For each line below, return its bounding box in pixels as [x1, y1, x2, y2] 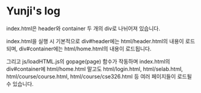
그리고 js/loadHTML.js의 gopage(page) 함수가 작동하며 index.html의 [6, 58, 170, 65]
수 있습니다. [6, 80, 34, 88]
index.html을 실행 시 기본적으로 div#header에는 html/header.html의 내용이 [6, 37, 184, 44]
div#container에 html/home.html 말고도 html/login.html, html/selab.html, [6, 65, 184, 73]
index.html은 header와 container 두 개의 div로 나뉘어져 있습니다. [6, 25, 161, 32]
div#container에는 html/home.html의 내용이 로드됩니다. [19, 45, 152, 52]
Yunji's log [6, 4, 61, 18]
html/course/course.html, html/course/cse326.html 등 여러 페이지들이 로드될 [6, 73, 193, 80]
